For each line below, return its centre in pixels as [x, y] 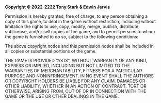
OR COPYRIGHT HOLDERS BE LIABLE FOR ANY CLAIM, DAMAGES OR [75, 81]
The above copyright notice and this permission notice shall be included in [79, 46]
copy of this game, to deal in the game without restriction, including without [80, 21]
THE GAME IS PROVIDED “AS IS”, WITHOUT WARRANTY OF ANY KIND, [76, 60]
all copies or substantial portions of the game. [51, 51]
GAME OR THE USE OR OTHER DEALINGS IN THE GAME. [62, 96]
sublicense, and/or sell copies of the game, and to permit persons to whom [80, 32]
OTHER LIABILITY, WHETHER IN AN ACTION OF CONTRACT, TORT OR [76, 86]
